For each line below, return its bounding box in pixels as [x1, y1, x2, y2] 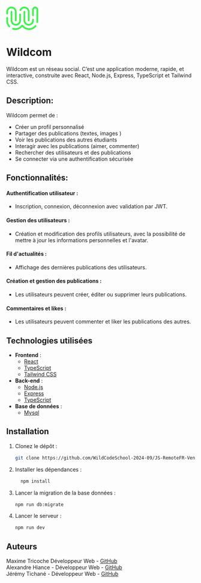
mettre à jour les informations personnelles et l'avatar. [14, 236, 149, 244]
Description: [6, 96, 54, 106]
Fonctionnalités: [6, 173, 68, 183]
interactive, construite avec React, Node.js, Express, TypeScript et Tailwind [6, 72, 192, 79]
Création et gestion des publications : [6, 278, 102, 285]
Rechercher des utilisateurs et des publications [14, 149, 131, 156]
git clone [14, 455, 40, 461]
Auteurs [6, 541, 38, 552]
